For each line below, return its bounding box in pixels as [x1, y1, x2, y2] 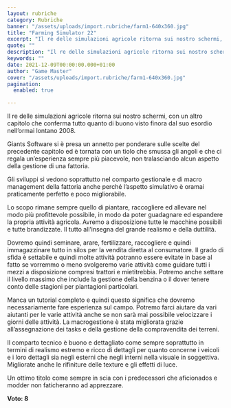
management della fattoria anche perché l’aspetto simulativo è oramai [7, 183, 205, 191]
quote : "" [7, 42, 36, 49]
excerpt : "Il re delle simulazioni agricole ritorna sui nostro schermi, [7, 36, 223, 43]
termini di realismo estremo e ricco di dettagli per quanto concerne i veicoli [7, 346, 220, 354]
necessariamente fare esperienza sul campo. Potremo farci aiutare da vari [7, 303, 217, 312]
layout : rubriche [7, 10, 57, 17]
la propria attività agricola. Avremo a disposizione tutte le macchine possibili [7, 218, 223, 226]
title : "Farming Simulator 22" [7, 29, 97, 37]
